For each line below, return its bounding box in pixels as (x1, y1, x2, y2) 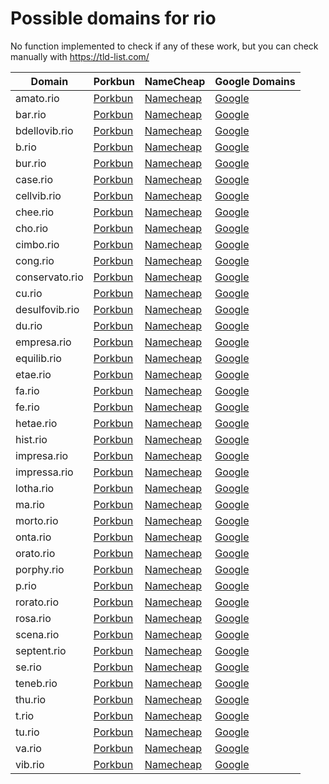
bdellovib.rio (15, 123, 74, 137)
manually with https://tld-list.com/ (10, 50, 150, 62)
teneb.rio (15, 676, 58, 690)
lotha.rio (15, 481, 55, 495)
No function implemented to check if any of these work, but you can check (10, 40, 319, 52)
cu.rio (15, 286, 43, 300)
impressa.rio (15, 465, 74, 479)
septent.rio (15, 643, 67, 657)
